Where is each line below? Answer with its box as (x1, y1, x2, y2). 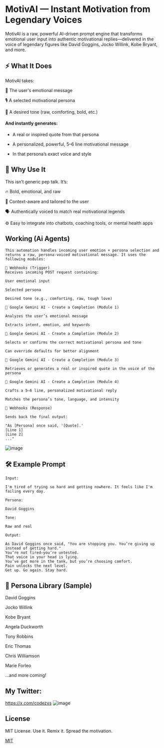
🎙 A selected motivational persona (5, 97, 75, 103)
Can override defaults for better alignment (5, 348, 99, 353)
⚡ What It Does (5, 62, 52, 71)
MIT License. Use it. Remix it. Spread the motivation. (5, 727, 113, 734)
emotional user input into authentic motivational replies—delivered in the (5, 36, 154, 42)
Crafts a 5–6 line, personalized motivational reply (5, 388, 117, 393)
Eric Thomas (5, 643, 31, 649)
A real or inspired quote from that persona (12, 131, 99, 137)
